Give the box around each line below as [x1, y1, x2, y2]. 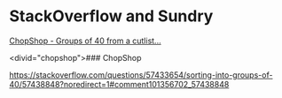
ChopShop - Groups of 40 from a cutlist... [9, 35, 161, 46]
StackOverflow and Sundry [9, 6, 214, 26]
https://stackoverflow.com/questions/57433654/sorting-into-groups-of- [9, 69, 273, 80]
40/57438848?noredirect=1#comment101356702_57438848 [9, 79, 230, 89]
